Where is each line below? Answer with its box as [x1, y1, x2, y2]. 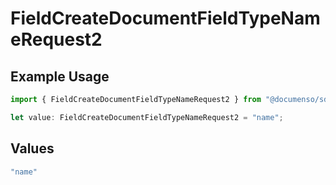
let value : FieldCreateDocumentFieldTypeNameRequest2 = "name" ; [10, 112, 284, 122]
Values [10, 140, 55, 157]
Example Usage [10, 68, 110, 85]
